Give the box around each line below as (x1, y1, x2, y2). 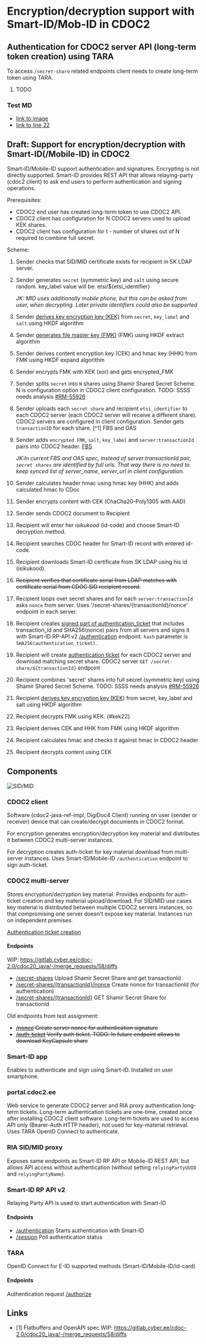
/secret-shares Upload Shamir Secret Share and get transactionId (15, 974, 181, 982)
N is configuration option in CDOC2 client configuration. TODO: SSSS (15, 387, 191, 394)
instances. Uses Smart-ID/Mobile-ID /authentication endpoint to (24, 855, 188, 862)
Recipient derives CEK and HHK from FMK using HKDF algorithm (15, 725, 179, 732)
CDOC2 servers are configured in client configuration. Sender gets (15, 418, 184, 425)
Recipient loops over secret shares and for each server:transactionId (15, 595, 193, 602)
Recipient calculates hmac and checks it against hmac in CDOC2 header (15, 736, 199, 744)
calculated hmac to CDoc (15, 486, 80, 493)
